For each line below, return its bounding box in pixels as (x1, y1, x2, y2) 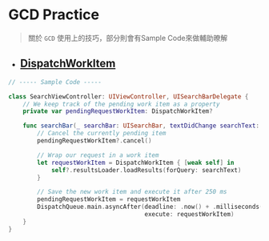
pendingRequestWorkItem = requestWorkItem (37, 195, 181, 203)
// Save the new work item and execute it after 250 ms (37, 188, 227, 196)
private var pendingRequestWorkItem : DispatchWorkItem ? (22, 107, 214, 115)
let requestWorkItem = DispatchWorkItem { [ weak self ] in (37, 159, 235, 167)
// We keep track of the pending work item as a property (22, 100, 220, 108)
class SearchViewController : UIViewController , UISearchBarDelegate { (8, 92, 249, 101)
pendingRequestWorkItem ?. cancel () (37, 137, 152, 145)
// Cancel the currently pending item (37, 130, 167, 138)
